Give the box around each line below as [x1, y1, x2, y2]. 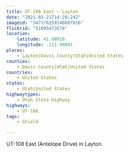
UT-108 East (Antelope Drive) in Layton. [6, 141, 103, 148]
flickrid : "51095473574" [6, 25, 68, 31]
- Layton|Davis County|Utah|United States [17, 53, 124, 59]
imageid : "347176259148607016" [6, 20, 84, 26]
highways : [6, 102, 31, 109]
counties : [6, 58, 31, 64]
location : [6, 31, 31, 37]
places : [6, 47, 26, 53]
